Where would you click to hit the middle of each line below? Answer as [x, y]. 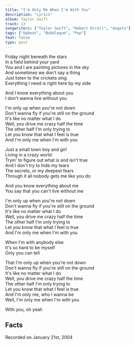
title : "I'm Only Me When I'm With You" [48, 10]
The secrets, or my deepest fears [39, 170]
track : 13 [15, 24]
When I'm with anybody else [34, 242]
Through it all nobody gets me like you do [48, 176]
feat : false [17, 38]
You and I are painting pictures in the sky [47, 67]
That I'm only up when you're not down [45, 262]
